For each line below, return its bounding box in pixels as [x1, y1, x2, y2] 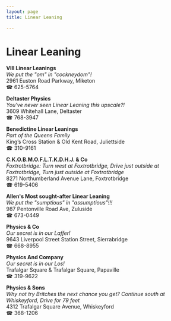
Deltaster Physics [6, 95, 51, 102]
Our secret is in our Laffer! [6, 229, 71, 237]
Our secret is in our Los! [6, 260, 65, 267]
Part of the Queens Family [6, 132, 70, 139]
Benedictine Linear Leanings [6, 125, 78, 133]
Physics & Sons [6, 284, 46, 291]
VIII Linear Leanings [6, 65, 56, 72]
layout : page [6, 8, 39, 15]
